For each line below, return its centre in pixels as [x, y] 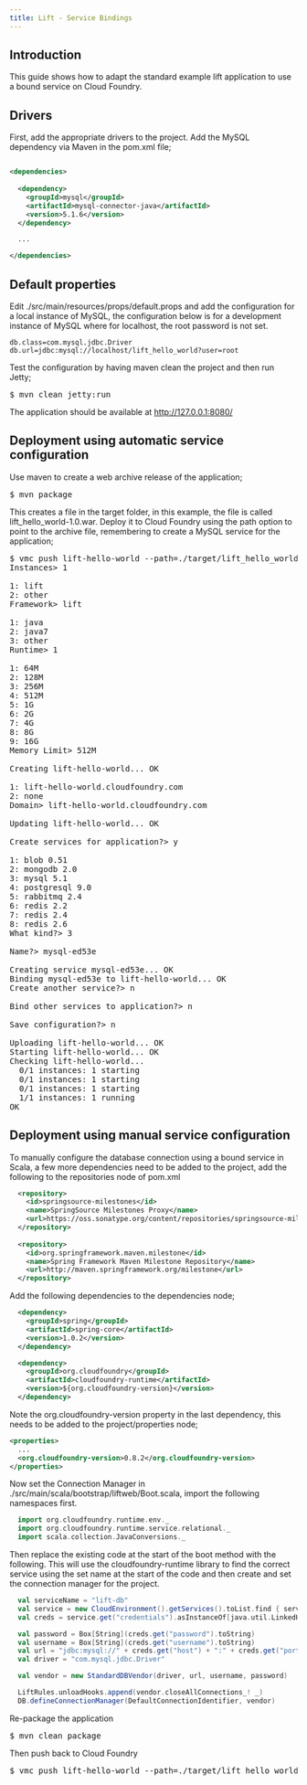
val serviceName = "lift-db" [73, 1600]
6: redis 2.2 [39, 905]
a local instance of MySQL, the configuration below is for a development [145, 315]
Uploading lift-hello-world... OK [87, 1042]
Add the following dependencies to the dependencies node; [122, 1296]
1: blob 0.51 [39, 860]
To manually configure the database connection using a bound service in [147, 1157]
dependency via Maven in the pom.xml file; [90, 147]
